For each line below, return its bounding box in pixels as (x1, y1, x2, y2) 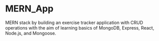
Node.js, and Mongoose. (5, 30, 56, 36)
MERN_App (5, 3, 54, 14)
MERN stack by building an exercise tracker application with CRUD (5, 19, 143, 25)
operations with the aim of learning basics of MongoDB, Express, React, (5, 24, 154, 30)
